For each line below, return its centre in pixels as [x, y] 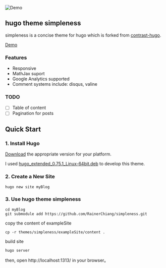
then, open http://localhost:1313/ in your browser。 [57, 260]
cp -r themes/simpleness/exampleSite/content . [55, 232]
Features [16, 57]
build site [14, 241]
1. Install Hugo [22, 143]
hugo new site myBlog [28, 187]
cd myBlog [15, 210]
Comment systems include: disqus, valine [55, 84]
